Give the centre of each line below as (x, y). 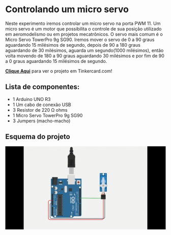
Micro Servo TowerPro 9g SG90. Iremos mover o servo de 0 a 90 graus (80, 40)
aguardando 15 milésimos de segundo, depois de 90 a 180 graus (73, 45)
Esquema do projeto (38, 137)
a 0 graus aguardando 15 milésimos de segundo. (56, 61)
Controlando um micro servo (67, 9)
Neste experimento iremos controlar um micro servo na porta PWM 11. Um (83, 23)
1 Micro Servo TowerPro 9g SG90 (48, 115)
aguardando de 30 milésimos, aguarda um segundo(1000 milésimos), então (84, 50)
